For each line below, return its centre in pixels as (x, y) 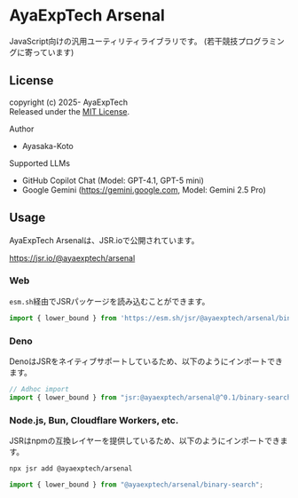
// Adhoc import (39, 390)
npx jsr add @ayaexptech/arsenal (71, 469)
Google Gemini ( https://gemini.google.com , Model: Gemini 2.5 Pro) (144, 190)
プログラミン (262, 41)
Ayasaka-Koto (47, 146)
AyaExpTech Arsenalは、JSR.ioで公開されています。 (104, 240)
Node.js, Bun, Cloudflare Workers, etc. (94, 420)
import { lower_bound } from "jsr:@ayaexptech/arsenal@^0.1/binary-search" (152, 397)
